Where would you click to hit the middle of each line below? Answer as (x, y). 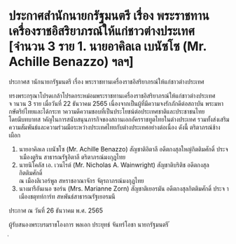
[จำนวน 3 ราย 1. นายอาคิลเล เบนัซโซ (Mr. (107, 47)
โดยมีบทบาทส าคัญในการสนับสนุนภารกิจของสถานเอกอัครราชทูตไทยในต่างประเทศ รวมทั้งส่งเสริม (119, 119)
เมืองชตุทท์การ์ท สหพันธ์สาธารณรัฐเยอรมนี (67, 196)
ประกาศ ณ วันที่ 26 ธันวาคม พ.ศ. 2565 (56, 210)
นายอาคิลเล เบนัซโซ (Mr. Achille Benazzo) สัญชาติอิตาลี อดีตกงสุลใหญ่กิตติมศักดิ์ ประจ (123, 149)
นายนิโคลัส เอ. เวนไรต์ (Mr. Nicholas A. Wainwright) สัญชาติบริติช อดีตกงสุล (114, 165)
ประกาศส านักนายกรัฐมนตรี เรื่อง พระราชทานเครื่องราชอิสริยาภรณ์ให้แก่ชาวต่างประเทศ (106, 81)
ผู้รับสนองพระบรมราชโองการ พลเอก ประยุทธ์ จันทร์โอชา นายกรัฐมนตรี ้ (90, 224)
